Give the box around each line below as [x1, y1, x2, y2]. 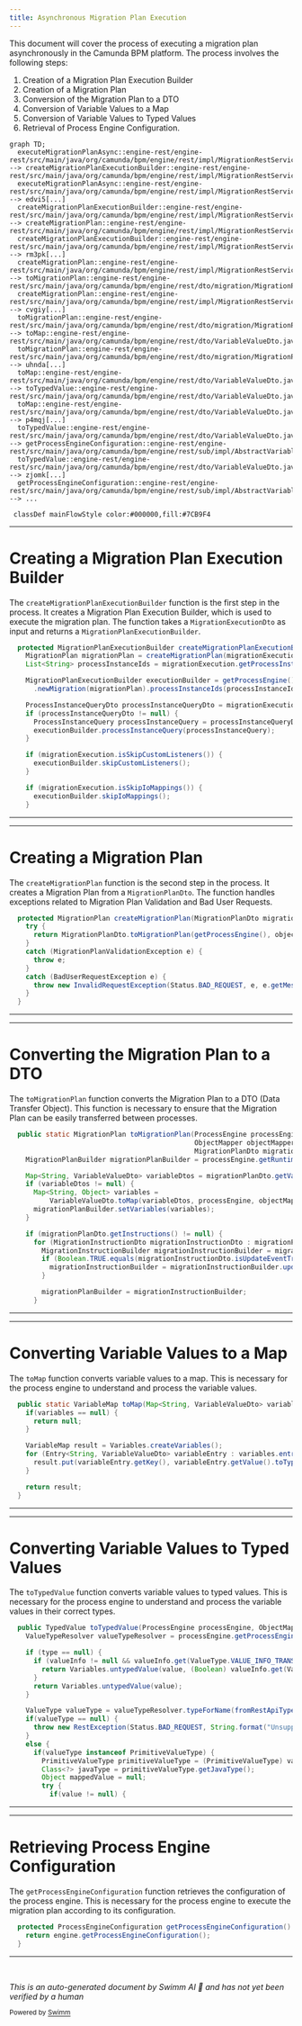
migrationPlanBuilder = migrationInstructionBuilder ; [41, 1288, 247, 1297]
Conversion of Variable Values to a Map [22, 103, 169, 113]
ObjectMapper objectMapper [194, 1138, 296, 1148]
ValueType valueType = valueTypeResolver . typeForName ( [25, 1706, 235, 1715]
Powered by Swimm [9, 2008, 71, 2017]
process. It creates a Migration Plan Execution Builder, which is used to [9, 607, 272, 617]
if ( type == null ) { [25, 1648, 102, 1657]
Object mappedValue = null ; [41, 1773, 147, 1782]
